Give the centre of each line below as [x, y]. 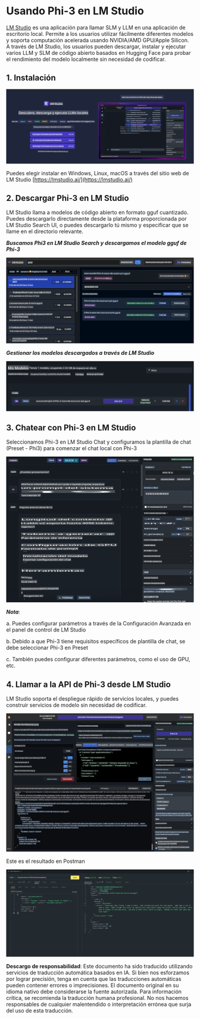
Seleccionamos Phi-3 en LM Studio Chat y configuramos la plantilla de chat [99, 442]
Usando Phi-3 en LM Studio [75, 11]
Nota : [13, 612]
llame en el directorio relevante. [45, 231]
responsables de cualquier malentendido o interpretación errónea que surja [99, 1004]
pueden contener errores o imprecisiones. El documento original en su [93, 986]
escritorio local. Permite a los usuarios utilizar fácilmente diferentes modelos [100, 33]
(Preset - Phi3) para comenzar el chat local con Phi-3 [71, 448]
